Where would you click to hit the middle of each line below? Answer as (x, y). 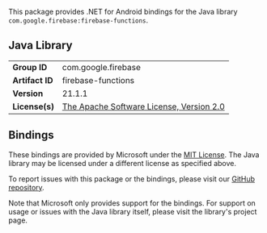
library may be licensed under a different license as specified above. (123, 163)
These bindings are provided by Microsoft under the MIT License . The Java (134, 154)
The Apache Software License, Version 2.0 (143, 106)
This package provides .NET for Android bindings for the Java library (123, 12)
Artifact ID (33, 80)
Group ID (30, 67)
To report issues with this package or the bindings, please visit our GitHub (132, 179)
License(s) (34, 106)
